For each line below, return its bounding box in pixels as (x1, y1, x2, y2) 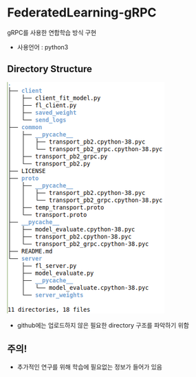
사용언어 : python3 (17, 43, 69, 51)
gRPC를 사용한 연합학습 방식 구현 (7, 28, 97, 36)
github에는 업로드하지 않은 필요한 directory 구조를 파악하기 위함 (17, 321, 189, 329)
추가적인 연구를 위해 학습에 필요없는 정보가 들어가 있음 (17, 363, 163, 371)
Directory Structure (7, 63, 93, 75)
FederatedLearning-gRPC (7, 5, 157, 21)
